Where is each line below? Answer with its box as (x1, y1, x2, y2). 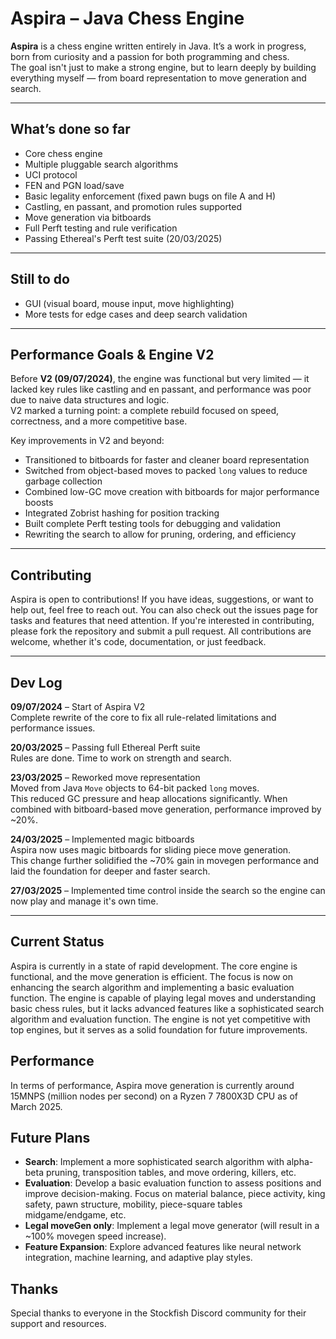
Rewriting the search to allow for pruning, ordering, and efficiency (24, 528, 297, 541)
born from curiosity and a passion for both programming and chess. (10, 50, 290, 62)
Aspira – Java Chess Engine (10, 7, 245, 30)
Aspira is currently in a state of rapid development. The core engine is (10, 960, 298, 972)
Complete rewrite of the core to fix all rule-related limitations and (10, 712, 277, 723)
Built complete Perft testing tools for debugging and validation (24, 518, 281, 530)
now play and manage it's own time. (10, 895, 159, 907)
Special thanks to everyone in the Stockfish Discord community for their (10, 1307, 307, 1319)
